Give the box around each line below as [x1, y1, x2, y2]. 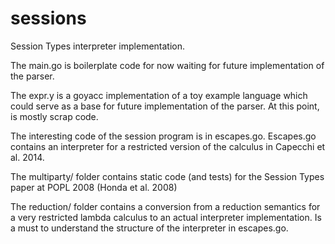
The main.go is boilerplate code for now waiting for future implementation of [10, 59, 325, 71]
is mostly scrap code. [10, 110, 99, 122]
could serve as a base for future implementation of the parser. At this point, [10, 100, 320, 112]
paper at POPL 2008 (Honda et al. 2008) [10, 181, 178, 193]
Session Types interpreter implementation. [10, 40, 186, 52]
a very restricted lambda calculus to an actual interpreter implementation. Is [10, 211, 322, 223]
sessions [10, 7, 87, 30]
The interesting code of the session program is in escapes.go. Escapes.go [10, 130, 317, 142]
